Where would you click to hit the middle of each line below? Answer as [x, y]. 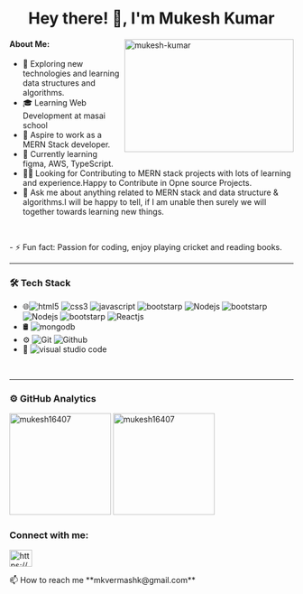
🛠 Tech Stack [40, 283]
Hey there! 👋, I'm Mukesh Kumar [151, 19]
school [35, 125]
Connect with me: [49, 534]
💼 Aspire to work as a [62, 135]
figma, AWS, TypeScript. [68, 164]
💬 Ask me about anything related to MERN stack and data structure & [151, 192]
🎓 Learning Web [55, 103]
